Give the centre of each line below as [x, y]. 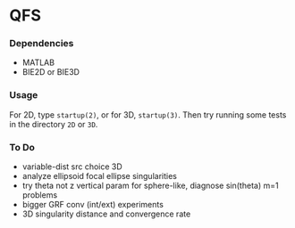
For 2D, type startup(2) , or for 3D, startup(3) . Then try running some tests [148, 114]
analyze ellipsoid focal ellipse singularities [99, 176]
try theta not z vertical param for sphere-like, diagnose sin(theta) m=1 [150, 186]
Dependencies [42, 44]
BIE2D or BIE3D [51, 72]
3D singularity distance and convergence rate [106, 214]
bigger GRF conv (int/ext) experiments [93, 205]
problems [40, 195]
